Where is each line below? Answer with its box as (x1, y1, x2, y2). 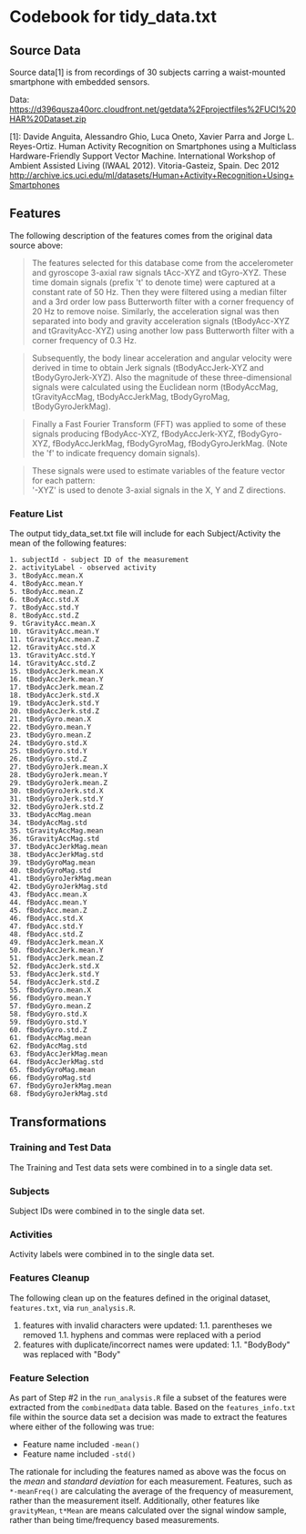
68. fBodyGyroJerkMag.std (9, 1089, 107, 1099)
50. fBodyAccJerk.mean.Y (9, 946, 104, 956)
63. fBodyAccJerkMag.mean (9, 1049, 107, 1058)
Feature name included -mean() (22, 1438, 140, 1449)
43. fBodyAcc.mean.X (9, 890, 88, 899)
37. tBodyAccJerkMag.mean (9, 843, 107, 852)
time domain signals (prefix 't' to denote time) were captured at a (31, 276, 276, 288)
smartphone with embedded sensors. (9, 77, 150, 87)
